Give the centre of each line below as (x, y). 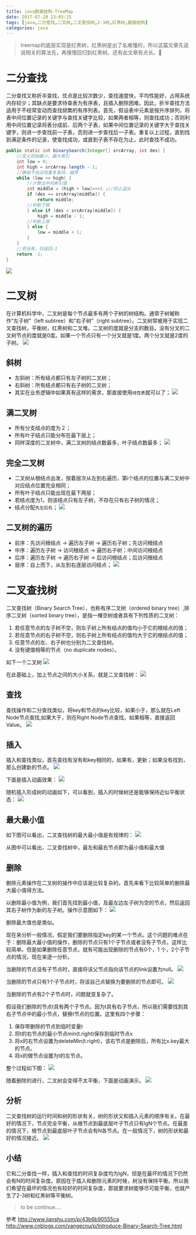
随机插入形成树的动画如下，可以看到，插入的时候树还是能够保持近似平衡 (93, 792)
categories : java (27, 28)
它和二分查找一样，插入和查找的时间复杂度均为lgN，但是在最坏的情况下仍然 (97, 1173)
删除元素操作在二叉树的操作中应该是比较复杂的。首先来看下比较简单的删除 (95, 882)
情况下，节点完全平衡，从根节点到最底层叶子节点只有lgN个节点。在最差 (102, 1123)
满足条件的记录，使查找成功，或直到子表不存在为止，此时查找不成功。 (95, 140)
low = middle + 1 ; (60, 232)
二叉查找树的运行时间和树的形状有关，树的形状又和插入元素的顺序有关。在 (95, 1116)
